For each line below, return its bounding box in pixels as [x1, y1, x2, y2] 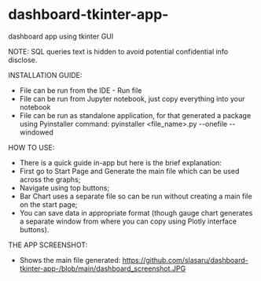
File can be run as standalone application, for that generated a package [19, 110, 252, 120]
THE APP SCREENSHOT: [8, 240, 88, 250]
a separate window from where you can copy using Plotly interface [19, 216, 237, 226]
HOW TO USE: [8, 142, 55, 152]
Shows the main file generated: [19, 255, 121, 264]
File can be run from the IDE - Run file [19, 85, 142, 95]
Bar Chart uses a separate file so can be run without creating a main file [19, 191, 253, 201]
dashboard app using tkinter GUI [8, 31, 114, 41]
